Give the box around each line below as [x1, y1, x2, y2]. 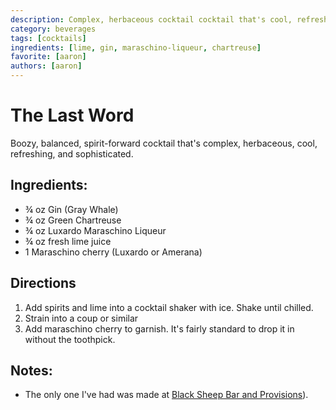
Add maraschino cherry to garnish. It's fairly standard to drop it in [24, 322, 295, 335]
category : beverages [10, 24, 97, 34]
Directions [10, 275, 77, 292]
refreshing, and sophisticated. [10, 147, 134, 160]
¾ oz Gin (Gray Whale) [24, 203, 119, 215]
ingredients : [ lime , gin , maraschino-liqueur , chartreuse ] [10, 42, 262, 53]
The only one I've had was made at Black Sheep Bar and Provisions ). [24, 389, 309, 401]
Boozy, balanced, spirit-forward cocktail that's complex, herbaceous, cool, [10, 137, 318, 149]
